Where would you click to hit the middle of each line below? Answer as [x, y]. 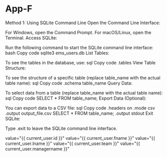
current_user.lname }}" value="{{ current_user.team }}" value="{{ [73, 143]
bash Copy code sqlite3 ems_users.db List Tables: [57, 53]
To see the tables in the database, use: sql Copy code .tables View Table [80, 62]
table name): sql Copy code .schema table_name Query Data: [69, 83]
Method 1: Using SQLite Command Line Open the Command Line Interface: [83, 23]
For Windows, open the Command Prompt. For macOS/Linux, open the [78, 32]
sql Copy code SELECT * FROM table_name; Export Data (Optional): [76, 98]
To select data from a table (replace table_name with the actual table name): [84, 93]
